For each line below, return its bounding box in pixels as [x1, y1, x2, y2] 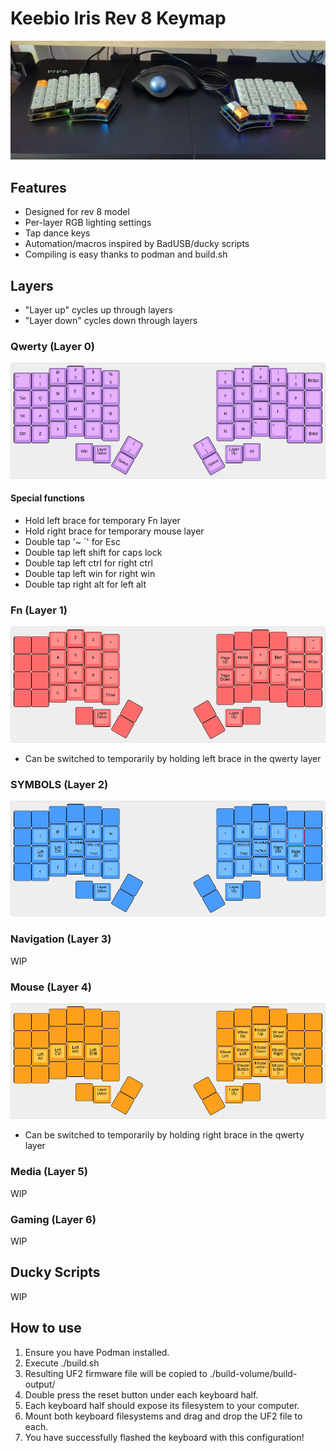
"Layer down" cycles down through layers [24, 315, 198, 327]
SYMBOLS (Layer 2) [10, 777, 109, 791]
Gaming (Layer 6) [10, 1212, 97, 1226]
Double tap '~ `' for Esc [24, 535, 121, 547]
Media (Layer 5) [10, 1165, 88, 1179]
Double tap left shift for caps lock [24, 546, 163, 558]
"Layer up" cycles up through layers [24, 304, 173, 316]
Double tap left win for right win [24, 567, 156, 579]
